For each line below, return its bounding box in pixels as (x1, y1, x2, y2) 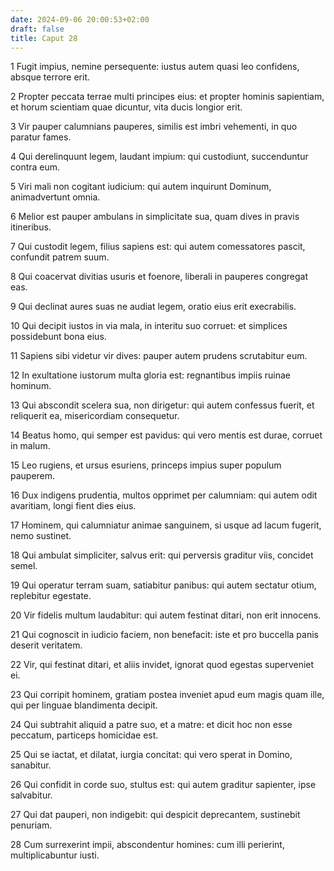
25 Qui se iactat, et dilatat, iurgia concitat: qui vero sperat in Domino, (10, 749, 293, 761)
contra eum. (10, 161, 61, 173)
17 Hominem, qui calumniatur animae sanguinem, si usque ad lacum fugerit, (10, 519, 322, 531)
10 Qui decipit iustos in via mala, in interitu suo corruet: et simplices (10, 320, 288, 332)
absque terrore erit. (10, 71, 91, 83)
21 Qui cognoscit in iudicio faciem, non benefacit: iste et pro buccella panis (10, 629, 319, 641)
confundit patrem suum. (10, 251, 110, 263)
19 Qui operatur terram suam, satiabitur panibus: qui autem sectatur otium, (10, 579, 317, 591)
